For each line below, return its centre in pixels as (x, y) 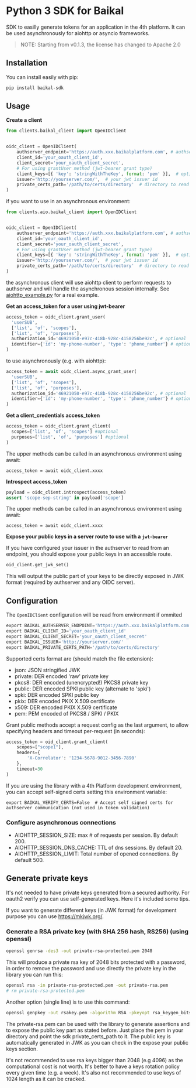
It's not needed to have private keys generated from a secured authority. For (98, 892)
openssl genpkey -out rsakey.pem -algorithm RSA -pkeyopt (78, 1012)
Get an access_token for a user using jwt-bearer (66, 306)
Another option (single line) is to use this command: (68, 1002)
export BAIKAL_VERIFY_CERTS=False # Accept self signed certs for (90, 803)
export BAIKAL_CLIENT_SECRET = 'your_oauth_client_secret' (77, 637)
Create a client (24, 120)
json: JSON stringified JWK (47, 670)
